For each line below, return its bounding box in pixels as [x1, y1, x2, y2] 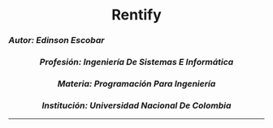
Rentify [111, 6, 162, 24]
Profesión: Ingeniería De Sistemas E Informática [39, 57, 234, 68]
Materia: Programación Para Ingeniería [57, 78, 216, 89]
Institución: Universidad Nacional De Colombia [41, 100, 232, 111]
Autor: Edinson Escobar [8, 35, 105, 46]
